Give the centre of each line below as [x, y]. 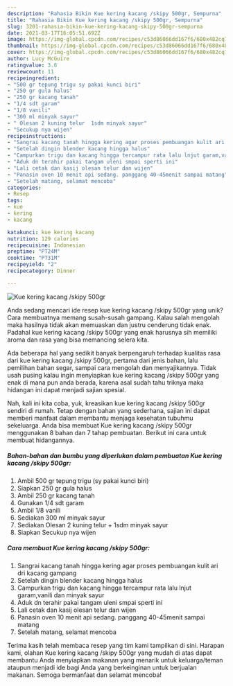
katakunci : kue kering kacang [51, 232]
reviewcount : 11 [31, 71]
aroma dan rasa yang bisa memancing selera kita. [78, 340]
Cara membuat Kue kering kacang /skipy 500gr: [79, 548]
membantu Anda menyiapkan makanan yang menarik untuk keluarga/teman [115, 660]
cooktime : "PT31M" [34, 258]
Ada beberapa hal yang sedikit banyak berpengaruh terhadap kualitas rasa [114, 353]
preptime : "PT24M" [34, 252]
